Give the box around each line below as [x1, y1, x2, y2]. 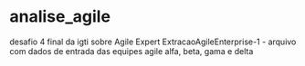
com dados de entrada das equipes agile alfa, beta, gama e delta [9, 45, 254, 56]
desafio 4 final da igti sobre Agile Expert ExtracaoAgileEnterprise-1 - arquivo [9, 36, 297, 47]
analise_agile [9, 6, 111, 27]
